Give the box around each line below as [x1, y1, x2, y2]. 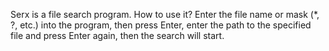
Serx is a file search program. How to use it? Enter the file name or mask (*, [10, 9, 320, 20]
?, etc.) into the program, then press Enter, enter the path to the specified [10, 19, 312, 31]
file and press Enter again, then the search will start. [10, 30, 225, 41]
